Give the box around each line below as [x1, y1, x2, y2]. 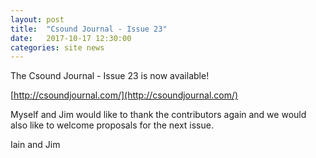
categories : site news [10, 42, 105, 53]
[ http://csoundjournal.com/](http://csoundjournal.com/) [10, 89, 239, 101]
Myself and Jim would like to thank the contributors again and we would [10, 109, 307, 121]
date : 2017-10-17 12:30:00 [10, 33, 132, 43]
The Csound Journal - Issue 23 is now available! [10, 70, 210, 82]
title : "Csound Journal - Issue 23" [10, 24, 168, 34]
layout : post [10, 14, 65, 25]
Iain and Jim [10, 139, 61, 151]
